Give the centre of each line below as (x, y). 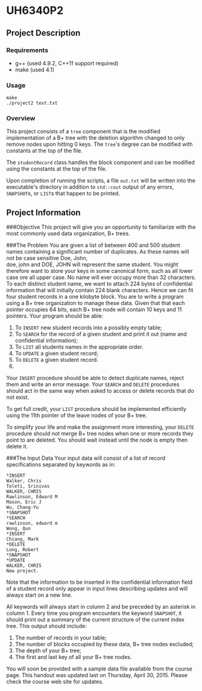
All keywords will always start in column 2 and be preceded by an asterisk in (101, 607)
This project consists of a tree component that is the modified (84, 131)
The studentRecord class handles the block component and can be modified (100, 162)
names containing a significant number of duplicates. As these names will (98, 252)
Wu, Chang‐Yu (23, 508)
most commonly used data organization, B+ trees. (68, 234)
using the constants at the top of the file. (57, 169)
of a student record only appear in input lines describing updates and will (97, 589)
